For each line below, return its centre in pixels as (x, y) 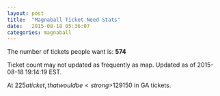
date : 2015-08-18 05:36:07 (49, 26)
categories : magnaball (39, 32)
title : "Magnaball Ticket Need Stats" (64, 20)
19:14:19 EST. (43, 72)
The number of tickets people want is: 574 (67, 52)
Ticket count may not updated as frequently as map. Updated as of (101, 65)
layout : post (26, 13)
